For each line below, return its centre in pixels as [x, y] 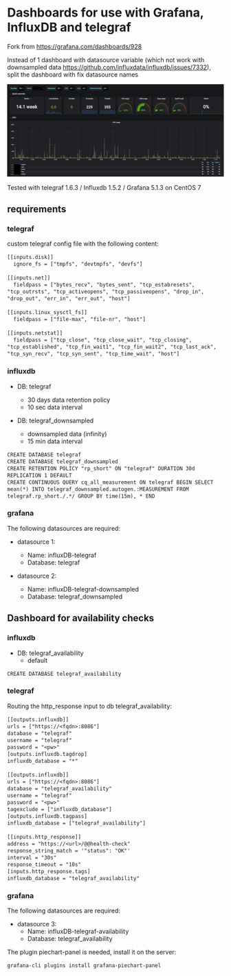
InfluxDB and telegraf [69, 27]
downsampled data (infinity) [67, 433]
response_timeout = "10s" [44, 864]
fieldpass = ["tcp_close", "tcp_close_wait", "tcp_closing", [103, 340]
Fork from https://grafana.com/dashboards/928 [75, 46]
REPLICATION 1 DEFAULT [40, 475]
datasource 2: [37, 576]
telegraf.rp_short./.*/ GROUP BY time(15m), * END [81, 496]
